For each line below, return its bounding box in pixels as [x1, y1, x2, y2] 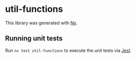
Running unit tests [5, 34, 63, 43]
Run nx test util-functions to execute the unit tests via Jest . [5, 47, 132, 53]
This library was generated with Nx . [5, 20, 78, 26]
